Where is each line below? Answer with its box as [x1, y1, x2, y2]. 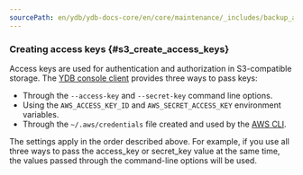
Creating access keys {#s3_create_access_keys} [9, 42, 230, 55]
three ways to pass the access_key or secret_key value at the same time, [9, 145, 280, 156]
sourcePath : [9, 13, 54, 22]
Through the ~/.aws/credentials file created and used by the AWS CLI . [22, 118, 287, 129]
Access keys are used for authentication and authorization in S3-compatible [9, 63, 292, 74]
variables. [22, 109, 60, 119]
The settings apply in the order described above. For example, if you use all [9, 136, 290, 146]
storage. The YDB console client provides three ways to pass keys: [9, 73, 259, 83]
